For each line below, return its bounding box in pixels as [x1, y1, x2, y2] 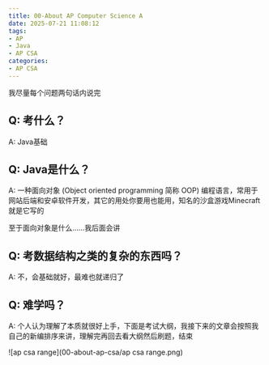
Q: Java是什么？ [8, 163, 91, 176]
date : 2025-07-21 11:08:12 [8, 19, 100, 28]
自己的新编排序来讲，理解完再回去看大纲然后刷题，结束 [8, 331, 193, 341]
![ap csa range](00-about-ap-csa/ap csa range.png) [8, 347, 184, 357]
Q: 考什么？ [8, 114, 66, 128]
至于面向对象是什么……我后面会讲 [8, 223, 121, 233]
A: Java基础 [8, 137, 48, 146]
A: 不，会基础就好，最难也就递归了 [8, 272, 124, 282]
